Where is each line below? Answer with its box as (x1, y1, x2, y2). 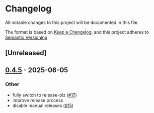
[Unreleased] (5, 49, 47, 57)
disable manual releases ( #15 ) (12, 103, 74, 109)
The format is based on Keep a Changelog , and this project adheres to (5, 29, 149, 35)
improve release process (12, 98, 64, 104)
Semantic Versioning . (5, 34, 49, 40)
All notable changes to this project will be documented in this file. (5, 19, 139, 25)
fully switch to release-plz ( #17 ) (12, 92, 77, 98)
